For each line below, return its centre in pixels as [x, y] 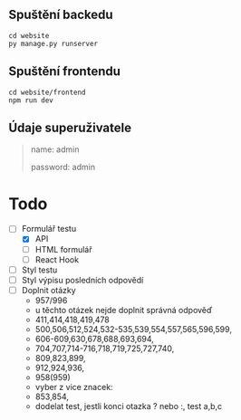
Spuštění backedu [61, 15]
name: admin [55, 149]
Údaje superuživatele [70, 128]
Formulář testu [49, 229]
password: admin [63, 167]
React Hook [57, 259]
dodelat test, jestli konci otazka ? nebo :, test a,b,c [129, 406]
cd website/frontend [48, 92]
